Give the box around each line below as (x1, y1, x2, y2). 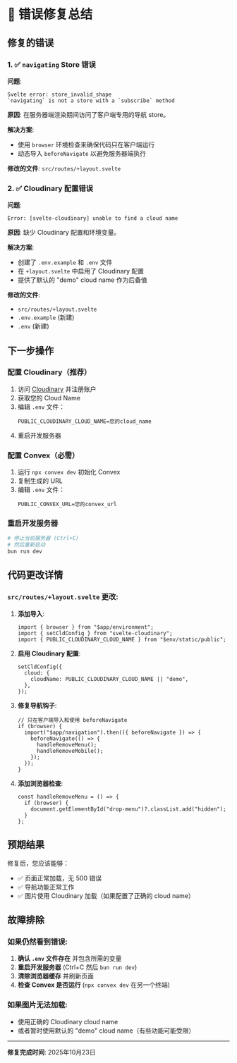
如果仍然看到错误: (7, 937, 68, 947)
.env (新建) (17, 322, 49, 331)
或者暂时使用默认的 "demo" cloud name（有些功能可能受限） (17, 1026, 195, 1035)
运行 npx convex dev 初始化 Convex (17, 468, 121, 477)
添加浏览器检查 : (17, 779, 63, 787)
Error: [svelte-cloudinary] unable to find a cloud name (7, 215, 178, 222)
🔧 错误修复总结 (7, 6, 93, 23)
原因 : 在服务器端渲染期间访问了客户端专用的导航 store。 (7, 110, 170, 118)
